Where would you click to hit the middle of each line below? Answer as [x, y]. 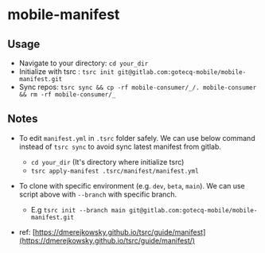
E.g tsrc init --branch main [78, 209]
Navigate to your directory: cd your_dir [84, 63]
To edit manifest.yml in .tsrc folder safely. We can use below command [137, 138]
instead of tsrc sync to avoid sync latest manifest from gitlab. [120, 146]
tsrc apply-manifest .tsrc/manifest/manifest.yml [115, 171]
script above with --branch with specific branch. [98, 194]
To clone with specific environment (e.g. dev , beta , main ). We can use [132, 185]
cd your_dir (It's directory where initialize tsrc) [107, 162]
